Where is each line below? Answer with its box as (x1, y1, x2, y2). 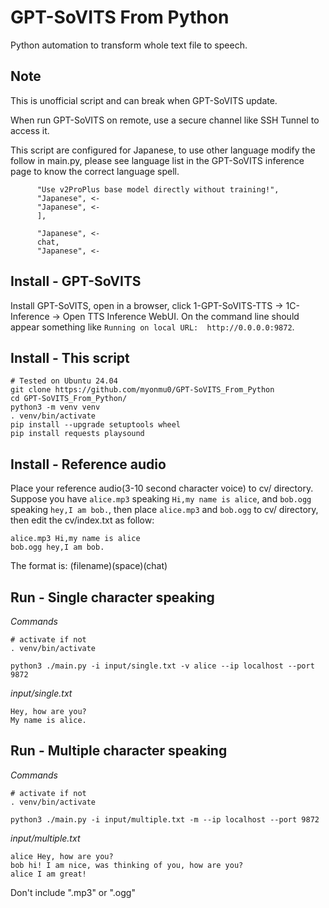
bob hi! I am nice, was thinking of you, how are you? (10, 860, 244, 870)
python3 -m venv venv (10, 402, 101, 413)
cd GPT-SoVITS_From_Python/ (10, 394, 128, 404)
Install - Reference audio (10, 456, 167, 473)
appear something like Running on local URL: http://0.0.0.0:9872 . (10, 321, 295, 333)
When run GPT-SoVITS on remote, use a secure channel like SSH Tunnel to (10, 114, 320, 126)
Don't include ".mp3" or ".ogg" (10, 886, 136, 898)
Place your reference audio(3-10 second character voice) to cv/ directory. (10, 482, 314, 495)
